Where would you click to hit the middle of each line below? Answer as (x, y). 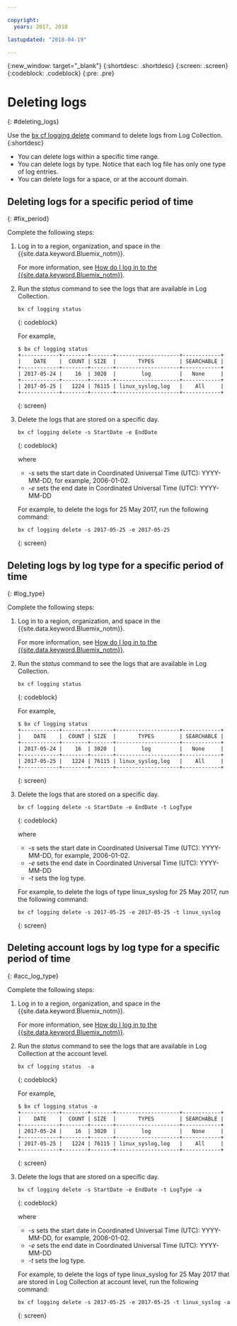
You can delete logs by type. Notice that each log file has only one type (122, 165)
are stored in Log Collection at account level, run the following (108, 1281)
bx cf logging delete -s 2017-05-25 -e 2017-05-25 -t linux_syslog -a (124, 1302)
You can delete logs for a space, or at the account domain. (103, 179)
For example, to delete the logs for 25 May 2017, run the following (113, 509)
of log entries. (38, 172)
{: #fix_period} (28, 219)
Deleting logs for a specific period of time (100, 202)
